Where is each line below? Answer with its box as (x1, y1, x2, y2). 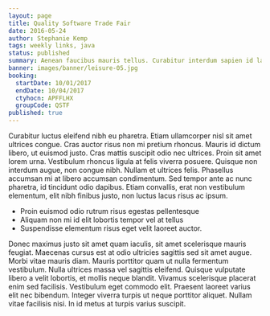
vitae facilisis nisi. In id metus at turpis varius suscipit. (8, 299, 186, 308)
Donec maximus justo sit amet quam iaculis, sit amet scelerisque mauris (8, 239, 247, 248)
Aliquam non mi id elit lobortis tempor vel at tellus (19, 215, 184, 224)
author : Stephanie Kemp (8, 34, 88, 43)
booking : (8, 72, 38, 80)
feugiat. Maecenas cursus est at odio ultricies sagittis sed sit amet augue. (8, 248, 252, 257)
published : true (8, 109, 63, 117)
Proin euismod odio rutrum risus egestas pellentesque (19, 207, 199, 215)
